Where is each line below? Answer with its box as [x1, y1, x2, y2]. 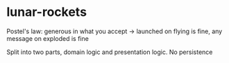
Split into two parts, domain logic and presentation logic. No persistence [6, 48, 213, 56]
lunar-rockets [6, 4, 87, 20]
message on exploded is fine [6, 34, 90, 42]
